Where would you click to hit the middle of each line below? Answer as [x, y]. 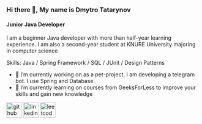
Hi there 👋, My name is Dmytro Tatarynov [69, 10]
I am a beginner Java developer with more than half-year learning [89, 38]
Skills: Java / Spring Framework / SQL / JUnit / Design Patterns [86, 63]
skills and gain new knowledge [54, 94]
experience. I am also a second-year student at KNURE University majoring [101, 45]
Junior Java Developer [36, 24]
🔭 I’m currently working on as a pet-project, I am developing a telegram [105, 75]
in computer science [32, 51]
